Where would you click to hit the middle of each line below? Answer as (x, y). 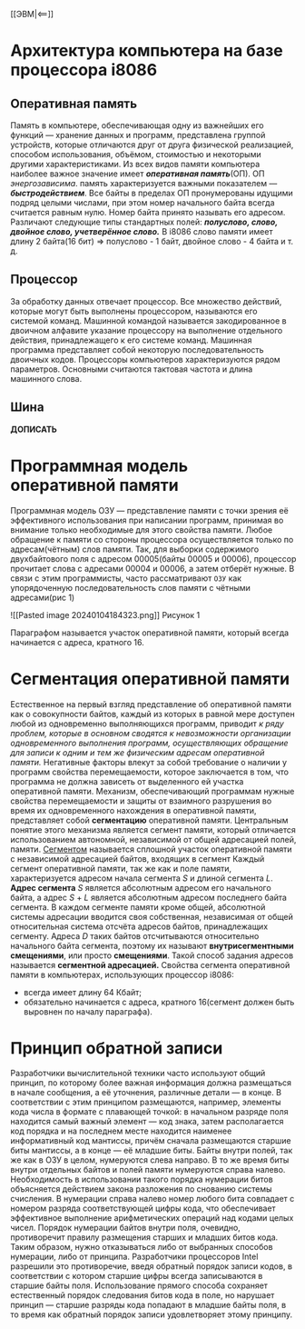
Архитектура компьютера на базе (147, 51)
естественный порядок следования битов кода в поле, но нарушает (143, 1295)
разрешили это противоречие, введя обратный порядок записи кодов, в (152, 1266)
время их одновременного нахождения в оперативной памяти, (133, 810)
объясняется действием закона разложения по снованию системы (141, 1189)
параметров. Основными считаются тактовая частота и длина (132, 369)
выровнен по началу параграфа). (88, 1011)
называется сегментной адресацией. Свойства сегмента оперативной (150, 964)
